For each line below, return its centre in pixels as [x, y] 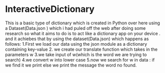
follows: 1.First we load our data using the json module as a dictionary [76, 44]
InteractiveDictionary [50, 9]
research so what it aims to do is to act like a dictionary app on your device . [83, 33]
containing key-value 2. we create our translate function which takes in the [81, 49]
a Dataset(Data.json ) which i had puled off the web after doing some [76, 28]
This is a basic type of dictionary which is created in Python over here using [82, 23]
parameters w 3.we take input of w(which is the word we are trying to [76, 54]
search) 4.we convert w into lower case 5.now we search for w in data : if [80, 60]
